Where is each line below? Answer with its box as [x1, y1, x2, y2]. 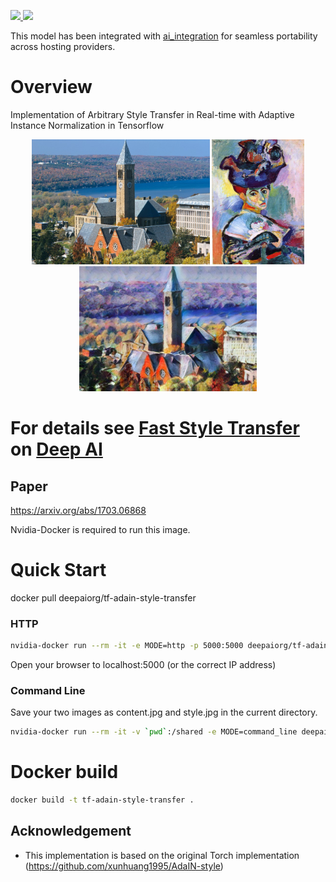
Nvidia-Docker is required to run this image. [10, 523, 191, 535]
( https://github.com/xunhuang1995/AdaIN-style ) [24, 860, 224, 872]
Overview [10, 76, 93, 99]
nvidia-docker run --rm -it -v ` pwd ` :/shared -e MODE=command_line [10, 727, 298, 737]
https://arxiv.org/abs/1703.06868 [10, 504, 147, 516]
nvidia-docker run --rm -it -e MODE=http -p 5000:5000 [10, 641, 244, 651]
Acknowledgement [10, 823, 132, 840]
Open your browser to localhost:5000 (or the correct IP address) [10, 659, 277, 671]
